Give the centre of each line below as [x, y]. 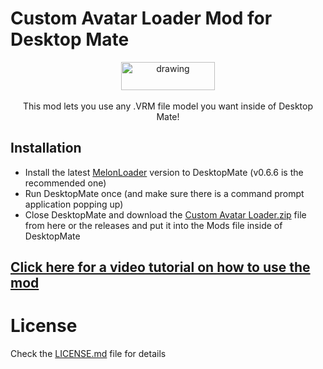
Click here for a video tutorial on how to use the [160, 267]
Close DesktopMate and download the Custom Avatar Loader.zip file [165, 214]
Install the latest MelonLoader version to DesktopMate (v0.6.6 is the [164, 172]
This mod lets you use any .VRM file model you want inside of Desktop [168, 106]
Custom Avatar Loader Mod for [141, 18]
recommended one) [65, 183]
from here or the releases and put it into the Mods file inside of [153, 225]
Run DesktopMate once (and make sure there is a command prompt [164, 193]
